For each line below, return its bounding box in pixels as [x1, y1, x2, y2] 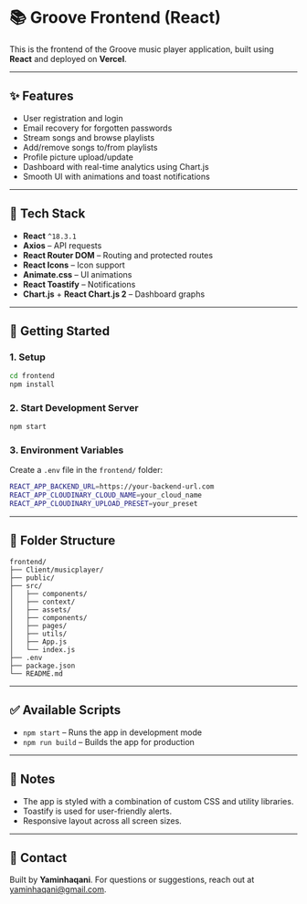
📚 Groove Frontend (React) [9, 7, 221, 28]
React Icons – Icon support [22, 259, 125, 270]
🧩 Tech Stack [9, 206, 86, 222]
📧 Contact [9, 850, 68, 866]
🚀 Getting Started [9, 323, 111, 339]
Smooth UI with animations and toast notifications [22, 171, 210, 182]
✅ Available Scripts [9, 702, 122, 718]
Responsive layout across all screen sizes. [22, 815, 183, 826]
